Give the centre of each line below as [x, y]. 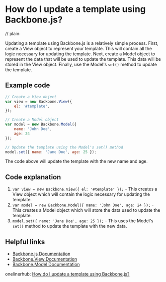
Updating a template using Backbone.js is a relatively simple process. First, [82, 43]
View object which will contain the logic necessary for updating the [81, 194]
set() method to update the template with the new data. [70, 226]
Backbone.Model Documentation [46, 264]
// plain [12, 33]
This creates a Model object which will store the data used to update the [86, 210]
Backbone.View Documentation [44, 259]
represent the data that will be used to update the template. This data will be [83, 59]
